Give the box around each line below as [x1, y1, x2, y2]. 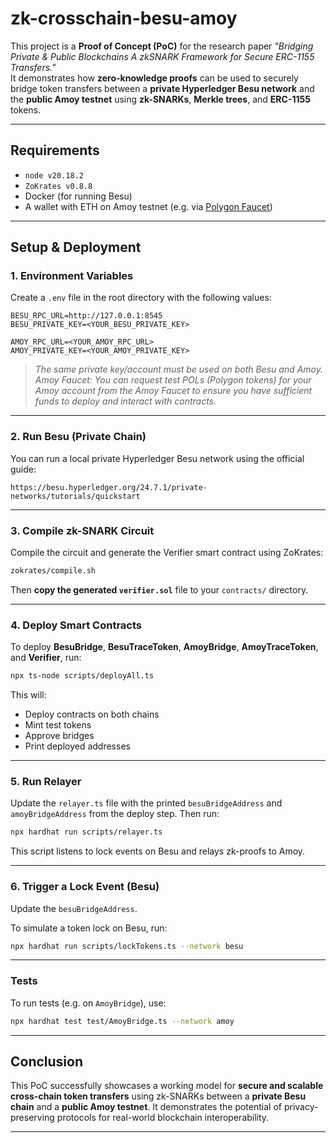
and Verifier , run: [10, 652, 82, 664]
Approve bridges [24, 730, 95, 742]
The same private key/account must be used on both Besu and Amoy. [34, 363, 324, 376]
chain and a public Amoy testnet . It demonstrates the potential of [10, 1101, 282, 1113]
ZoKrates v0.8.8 [24, 181, 93, 191]
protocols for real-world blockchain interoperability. [56, 1112, 270, 1124]
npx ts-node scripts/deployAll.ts [10, 671, 155, 681]
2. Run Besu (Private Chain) [10, 430, 147, 444]
